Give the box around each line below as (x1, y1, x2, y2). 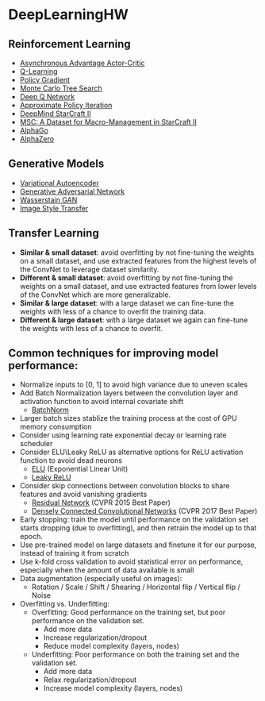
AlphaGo (19, 125, 49, 135)
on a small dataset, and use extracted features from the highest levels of (19, 256, 257, 265)
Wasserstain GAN (19, 195, 78, 204)
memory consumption (19, 422, 92, 432)
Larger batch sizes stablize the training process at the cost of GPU (19, 414, 237, 423)
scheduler (19, 439, 53, 449)
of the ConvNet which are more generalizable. (19, 290, 171, 299)
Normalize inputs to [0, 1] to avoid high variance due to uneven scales (19, 379, 248, 390)
